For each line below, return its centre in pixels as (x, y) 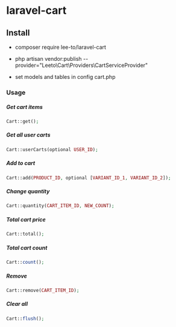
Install (18, 33)
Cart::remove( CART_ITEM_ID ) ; (43, 290)
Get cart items (25, 107)
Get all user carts (28, 135)
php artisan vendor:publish (49, 59)
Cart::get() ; (23, 121)
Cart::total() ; (25, 234)
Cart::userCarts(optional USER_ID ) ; (52, 149)
